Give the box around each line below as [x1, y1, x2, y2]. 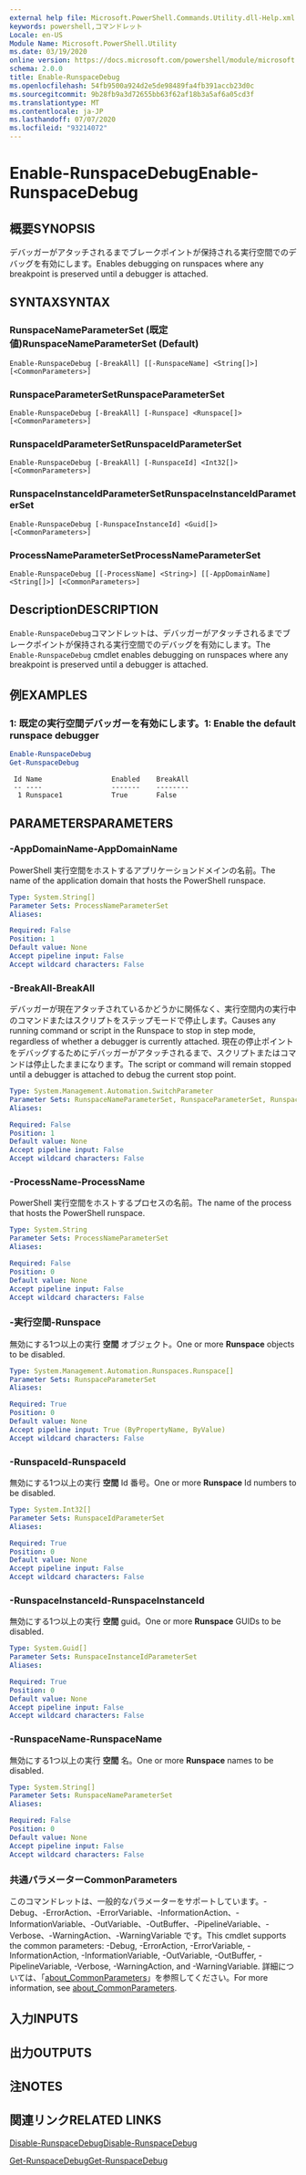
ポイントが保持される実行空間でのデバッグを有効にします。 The [33, 639, 271, 650]
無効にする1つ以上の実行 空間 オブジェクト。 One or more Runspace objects [9, 1338, 295, 1349]
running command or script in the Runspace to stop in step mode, [9, 1025, 256, 1036]
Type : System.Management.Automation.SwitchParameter [9, 1087, 214, 1096]
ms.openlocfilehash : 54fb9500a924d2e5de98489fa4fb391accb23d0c [9, 81, 255, 90]
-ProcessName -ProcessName [9, 1176, 146, 1189]
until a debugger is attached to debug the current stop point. [9, 1069, 237, 1080]
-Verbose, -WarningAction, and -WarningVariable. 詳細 [74, 1961, 279, 1972]
